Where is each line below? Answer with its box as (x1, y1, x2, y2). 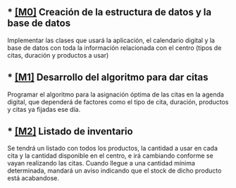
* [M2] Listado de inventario (7, 125, 133, 137)
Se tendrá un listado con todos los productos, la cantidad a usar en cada (7, 144, 218, 153)
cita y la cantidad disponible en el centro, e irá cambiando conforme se (7, 151, 213, 160)
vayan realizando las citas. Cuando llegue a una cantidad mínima (7, 159, 196, 168)
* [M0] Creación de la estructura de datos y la (7, 6, 212, 18)
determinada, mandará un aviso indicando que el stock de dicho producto (7, 166, 222, 175)
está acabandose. (7, 174, 60, 182)
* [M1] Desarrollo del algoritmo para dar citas (7, 71, 209, 84)
